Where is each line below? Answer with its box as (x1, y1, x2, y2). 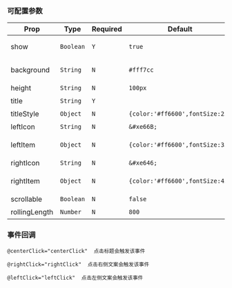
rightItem (10, 176, 40, 186)
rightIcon (10, 158, 40, 168)
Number (59, 208, 81, 216)
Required (91, 24, 122, 34)
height (10, 83, 32, 93)
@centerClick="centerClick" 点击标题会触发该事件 (7, 247, 146, 254)
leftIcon (10, 122, 36, 132)
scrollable (10, 194, 43, 204)
